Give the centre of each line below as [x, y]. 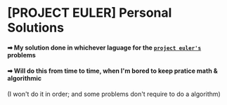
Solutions [36, 28]
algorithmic [25, 78]
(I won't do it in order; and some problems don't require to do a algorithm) [114, 94]
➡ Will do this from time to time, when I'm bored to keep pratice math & [112, 71]
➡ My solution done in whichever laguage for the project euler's [104, 48]
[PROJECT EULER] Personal [90, 13]
